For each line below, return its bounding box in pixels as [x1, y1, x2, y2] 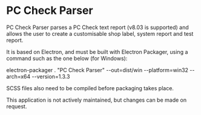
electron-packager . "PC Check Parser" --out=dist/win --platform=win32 [6, 66, 189, 73]
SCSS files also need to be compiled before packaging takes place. [6, 84, 174, 91]
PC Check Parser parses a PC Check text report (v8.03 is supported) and [6, 24, 189, 31]
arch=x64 [6, 73, 31, 80]
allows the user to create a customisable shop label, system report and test [6, 30, 194, 37]
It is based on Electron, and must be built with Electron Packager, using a [6, 48, 188, 55]
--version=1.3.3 [31, 73, 70, 80]
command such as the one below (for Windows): [6, 54, 128, 62]
